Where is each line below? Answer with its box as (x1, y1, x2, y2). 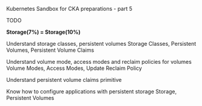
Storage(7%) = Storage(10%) (6, 28, 81, 36)
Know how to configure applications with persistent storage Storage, (6, 88, 177, 95)
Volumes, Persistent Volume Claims (6, 46, 95, 54)
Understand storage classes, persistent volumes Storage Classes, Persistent (6, 40, 197, 47)
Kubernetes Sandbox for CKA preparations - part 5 (6, 5, 133, 12)
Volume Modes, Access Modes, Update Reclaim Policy (6, 64, 142, 72)
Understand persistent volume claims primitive (6, 76, 122, 83)
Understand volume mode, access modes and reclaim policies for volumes (6, 58, 192, 65)
